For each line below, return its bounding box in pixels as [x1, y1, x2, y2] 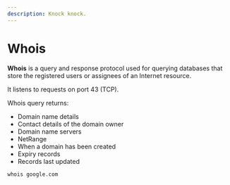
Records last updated [17, 157, 80, 165]
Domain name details [17, 112, 79, 120]
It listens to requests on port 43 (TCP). [7, 85, 119, 94]
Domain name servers [17, 127, 82, 136]
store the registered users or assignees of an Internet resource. [7, 71, 192, 79]
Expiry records [17, 149, 61, 158]
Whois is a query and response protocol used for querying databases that [7, 64, 223, 72]
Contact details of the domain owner [17, 120, 124, 128]
